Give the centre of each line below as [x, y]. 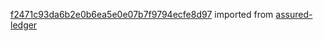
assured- [294, 14]
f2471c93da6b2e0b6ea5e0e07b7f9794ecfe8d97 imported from [142, 14]
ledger [24, 25]
